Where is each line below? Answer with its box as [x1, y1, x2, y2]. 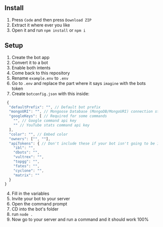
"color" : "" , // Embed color [9, 132, 68, 137]
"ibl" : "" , [13, 145, 36, 150]
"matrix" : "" [13, 173, 40, 178]
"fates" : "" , [13, 164, 40, 168]
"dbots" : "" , [13, 150, 40, 155]
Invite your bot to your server [11, 196, 70, 202]
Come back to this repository [11, 70, 70, 76]
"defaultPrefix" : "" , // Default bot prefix [9, 104, 101, 109]
